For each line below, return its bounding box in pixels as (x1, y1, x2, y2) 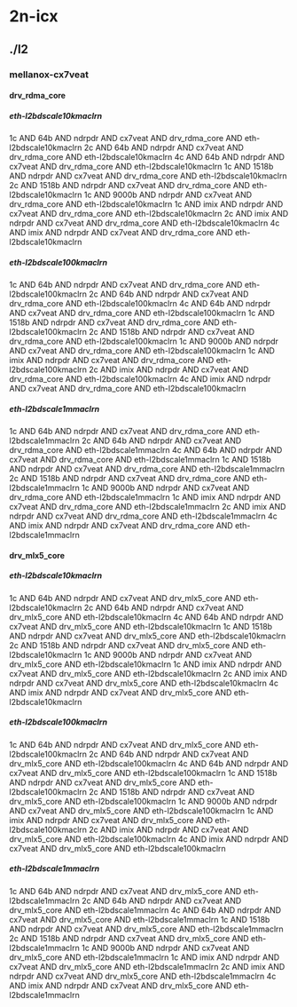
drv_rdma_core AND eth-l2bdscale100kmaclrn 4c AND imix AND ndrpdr (9, 374, 271, 385)
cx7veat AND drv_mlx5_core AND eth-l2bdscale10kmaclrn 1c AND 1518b (9, 621, 273, 631)
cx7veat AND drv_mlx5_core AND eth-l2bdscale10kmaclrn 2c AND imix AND (9, 668, 288, 678)
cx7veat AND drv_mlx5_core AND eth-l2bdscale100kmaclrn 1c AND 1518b (9, 767, 277, 778)
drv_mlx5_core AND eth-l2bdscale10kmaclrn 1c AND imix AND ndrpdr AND (9, 659, 282, 670)
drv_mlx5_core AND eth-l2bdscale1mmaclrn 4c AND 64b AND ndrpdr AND (9, 904, 282, 916)
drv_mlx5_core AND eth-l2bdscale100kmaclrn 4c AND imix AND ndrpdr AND (9, 833, 289, 844)
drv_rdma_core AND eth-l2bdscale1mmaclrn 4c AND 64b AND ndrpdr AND (9, 445, 283, 455)
